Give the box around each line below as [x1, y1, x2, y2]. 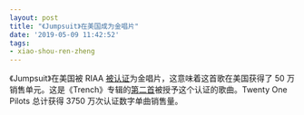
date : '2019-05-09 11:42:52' [9, 30, 120, 39]
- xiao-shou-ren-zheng [9, 47, 95, 56]
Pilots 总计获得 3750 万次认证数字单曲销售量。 [9, 96, 183, 107]
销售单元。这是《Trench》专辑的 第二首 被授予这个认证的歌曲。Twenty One [9, 84, 288, 95]
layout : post [9, 13, 59, 23]
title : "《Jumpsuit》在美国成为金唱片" [9, 22, 139, 31]
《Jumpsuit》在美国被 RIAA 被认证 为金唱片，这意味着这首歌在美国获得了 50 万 [9, 73, 295, 84]
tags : [9, 38, 30, 48]
